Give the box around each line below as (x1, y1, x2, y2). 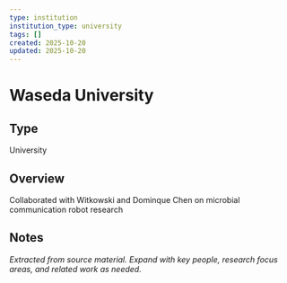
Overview (9, 171, 65, 186)
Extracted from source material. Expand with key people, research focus (9, 253, 278, 265)
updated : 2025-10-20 (9, 47, 87, 56)
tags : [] (9, 30, 42, 39)
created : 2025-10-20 (9, 38, 87, 48)
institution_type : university (9, 22, 123, 31)
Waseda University (9, 85, 154, 106)
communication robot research (9, 204, 124, 215)
